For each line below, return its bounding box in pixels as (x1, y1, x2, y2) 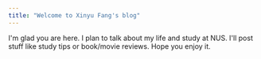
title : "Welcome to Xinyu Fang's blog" (8, 11, 141, 20)
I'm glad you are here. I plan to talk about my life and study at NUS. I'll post (8, 33, 253, 42)
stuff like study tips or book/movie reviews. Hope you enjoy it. (8, 41, 211, 51)
